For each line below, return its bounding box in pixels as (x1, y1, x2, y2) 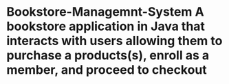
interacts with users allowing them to (6, 33, 223, 48)
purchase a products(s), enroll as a (6, 48, 210, 64)
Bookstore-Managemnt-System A (6, 4, 204, 20)
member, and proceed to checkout (6, 62, 207, 78)
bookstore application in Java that (6, 18, 206, 34)
